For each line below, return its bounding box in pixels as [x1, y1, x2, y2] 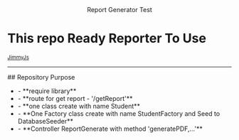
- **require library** [17, 87, 77, 95]
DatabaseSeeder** [17, 117, 73, 125]
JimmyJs [7, 53, 30, 61]
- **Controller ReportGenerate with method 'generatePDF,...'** [17, 124, 203, 133]
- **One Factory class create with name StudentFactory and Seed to [17, 109, 221, 118]
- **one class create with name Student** [17, 102, 141, 110]
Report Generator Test [86, 6, 153, 14]
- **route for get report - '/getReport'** [17, 94, 133, 102]
